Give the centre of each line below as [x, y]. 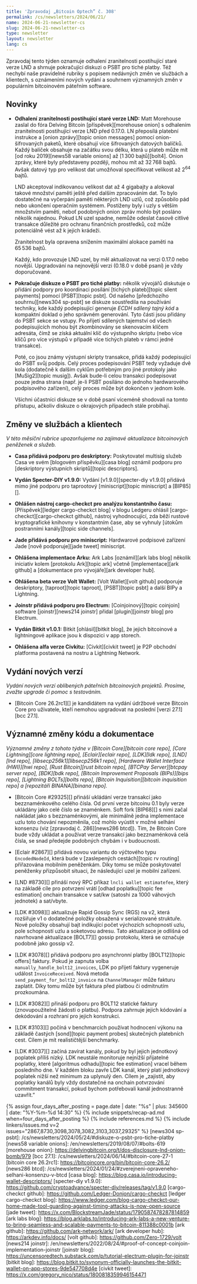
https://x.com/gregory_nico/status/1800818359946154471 [76, 1275]
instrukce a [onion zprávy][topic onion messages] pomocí [84, 137]
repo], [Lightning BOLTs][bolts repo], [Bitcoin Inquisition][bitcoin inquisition [96, 779]
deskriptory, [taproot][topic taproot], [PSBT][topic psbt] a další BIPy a [98, 588]
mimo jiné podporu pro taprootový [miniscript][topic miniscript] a [93, 486]
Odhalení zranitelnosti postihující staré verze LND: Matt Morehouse [98, 119]
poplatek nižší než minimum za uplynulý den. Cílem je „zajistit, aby [95, 1076]
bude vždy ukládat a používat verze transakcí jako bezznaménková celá [101, 834]
